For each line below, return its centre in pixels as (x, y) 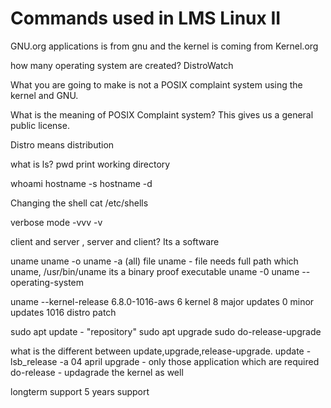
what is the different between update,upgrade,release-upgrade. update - (161, 351)
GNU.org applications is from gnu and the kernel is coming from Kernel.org (164, 46)
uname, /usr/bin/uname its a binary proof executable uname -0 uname (155, 271)
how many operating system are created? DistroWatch (122, 65)
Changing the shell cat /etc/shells (79, 203)
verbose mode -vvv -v (56, 222)
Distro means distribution (62, 144)
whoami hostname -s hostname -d (81, 183)
